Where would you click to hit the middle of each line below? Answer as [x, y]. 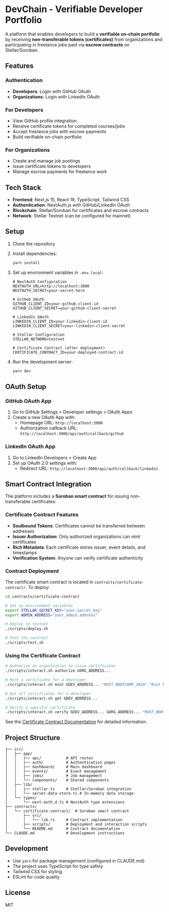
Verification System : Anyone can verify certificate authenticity [78, 558]
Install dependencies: [35, 253]
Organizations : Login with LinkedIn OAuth [56, 96]
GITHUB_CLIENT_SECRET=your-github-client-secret [64, 308]
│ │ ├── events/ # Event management [56, 771]
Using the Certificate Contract [43, 656]
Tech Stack [23, 187]
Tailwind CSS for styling [37, 871]
